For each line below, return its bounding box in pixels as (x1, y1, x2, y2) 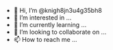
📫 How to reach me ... (13, 36, 77, 43)
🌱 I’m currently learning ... (13, 21, 87, 28)
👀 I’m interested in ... (13, 14, 72, 22)
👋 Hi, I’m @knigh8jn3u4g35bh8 (13, 7, 103, 14)
